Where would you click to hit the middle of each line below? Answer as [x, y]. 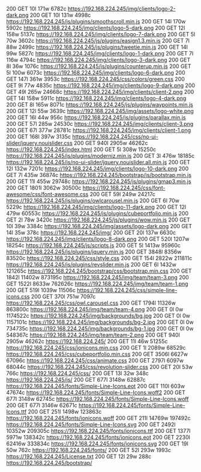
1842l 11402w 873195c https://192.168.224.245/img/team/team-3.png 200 [97, 277]
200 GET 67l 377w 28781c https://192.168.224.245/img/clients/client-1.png [98, 130]
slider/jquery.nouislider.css [40, 143]
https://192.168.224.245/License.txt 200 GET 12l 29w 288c [79, 456]
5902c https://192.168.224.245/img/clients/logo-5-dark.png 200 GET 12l [96, 28]
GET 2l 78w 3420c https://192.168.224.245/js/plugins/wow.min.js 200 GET [98, 220]
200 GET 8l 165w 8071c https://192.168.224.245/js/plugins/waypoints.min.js [100, 104]
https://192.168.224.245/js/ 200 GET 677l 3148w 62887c [76, 380]
